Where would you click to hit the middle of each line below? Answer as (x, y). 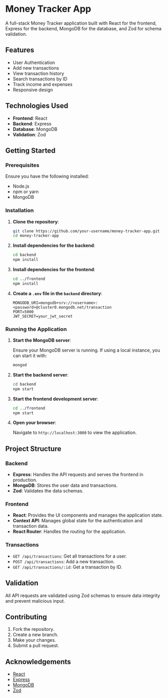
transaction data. (30, 526)
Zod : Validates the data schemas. (48, 491)
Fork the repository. (34, 629)
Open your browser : (34, 423)
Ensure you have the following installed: (47, 176)
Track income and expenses (43, 84)
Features (20, 50)
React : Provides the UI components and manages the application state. (88, 515)
